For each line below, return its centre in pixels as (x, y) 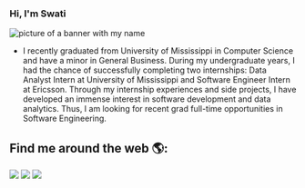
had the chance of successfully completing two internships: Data (144, 70)
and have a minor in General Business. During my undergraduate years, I (159, 61)
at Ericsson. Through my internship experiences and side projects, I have (159, 90)
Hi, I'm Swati (38, 14)
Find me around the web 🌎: (89, 148)
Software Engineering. (65, 119)
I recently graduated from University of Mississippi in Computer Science (158, 51)
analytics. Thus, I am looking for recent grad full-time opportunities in (153, 109)
